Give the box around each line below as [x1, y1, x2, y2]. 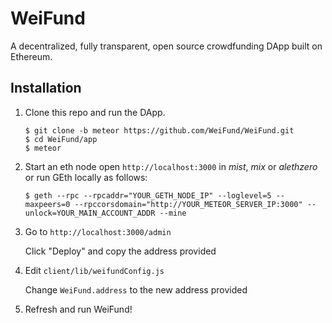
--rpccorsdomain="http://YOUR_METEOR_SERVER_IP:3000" [74, 199, 303, 209]
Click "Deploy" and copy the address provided [24, 245, 217, 257]
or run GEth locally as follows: [24, 171, 148, 183]
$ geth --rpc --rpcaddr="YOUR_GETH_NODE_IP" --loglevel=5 [24, 190, 272, 201]
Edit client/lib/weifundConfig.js [24, 264, 165, 276]
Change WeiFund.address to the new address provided [24, 283, 248, 296]
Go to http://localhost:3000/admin [24, 225, 172, 237]
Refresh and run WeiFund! [24, 303, 133, 315]
